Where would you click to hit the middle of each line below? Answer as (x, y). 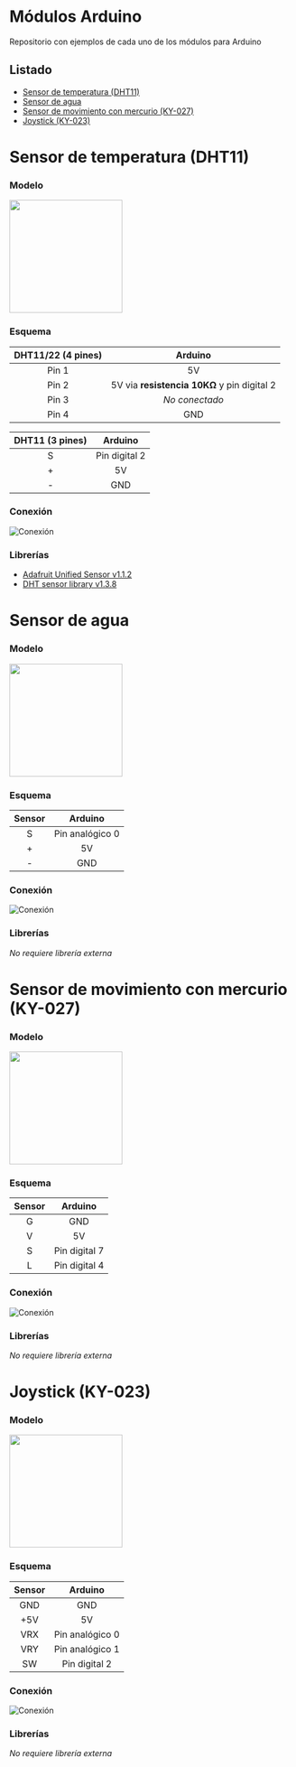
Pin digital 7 (79, 1251)
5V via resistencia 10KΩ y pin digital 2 (194, 385)
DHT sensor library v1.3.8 (69, 584)
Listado (31, 70)
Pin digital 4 (79, 1266)
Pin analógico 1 (87, 1649)
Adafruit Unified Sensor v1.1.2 (77, 574)
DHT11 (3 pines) (51, 440)
